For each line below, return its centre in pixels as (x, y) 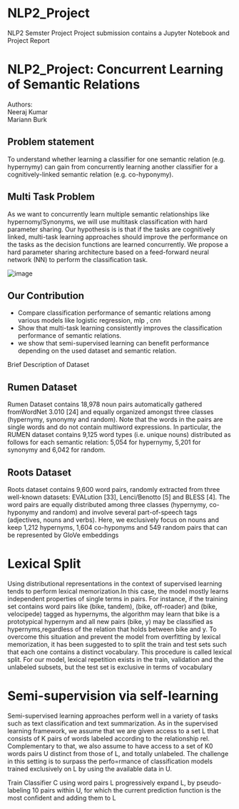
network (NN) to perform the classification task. (78, 259)
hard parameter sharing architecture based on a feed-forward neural (108, 252)
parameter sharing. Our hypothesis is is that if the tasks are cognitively (111, 229)
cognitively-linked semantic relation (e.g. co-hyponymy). (90, 174)
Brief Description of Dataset (48, 365)
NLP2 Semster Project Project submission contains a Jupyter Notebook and (118, 33)
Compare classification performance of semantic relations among (114, 313)
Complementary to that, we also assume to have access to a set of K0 (110, 746)
